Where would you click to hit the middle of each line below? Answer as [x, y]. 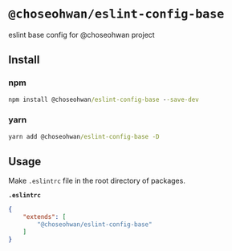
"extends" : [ [45, 217]
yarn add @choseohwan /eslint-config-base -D [84, 136]
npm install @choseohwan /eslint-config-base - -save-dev [104, 99]
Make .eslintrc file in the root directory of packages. [97, 181]
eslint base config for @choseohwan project [81, 34]
